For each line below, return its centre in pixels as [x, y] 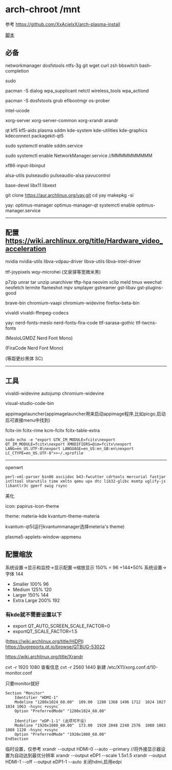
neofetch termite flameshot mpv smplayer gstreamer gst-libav [71, 287]
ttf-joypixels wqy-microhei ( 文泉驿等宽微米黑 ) [53, 271]
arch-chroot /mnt [43, 9]
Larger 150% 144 [30, 595]
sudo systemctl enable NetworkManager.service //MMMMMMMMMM [79, 155]
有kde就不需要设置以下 [34, 615]
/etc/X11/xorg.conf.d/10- [133, 667]
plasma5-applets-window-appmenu [43, 537]
